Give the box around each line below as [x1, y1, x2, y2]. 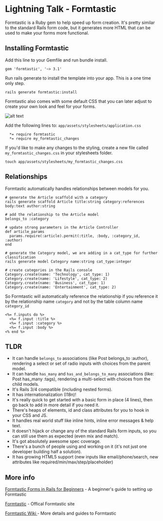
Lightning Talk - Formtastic [5, 3, 117, 15]
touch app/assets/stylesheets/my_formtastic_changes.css [5, 159, 123, 164]
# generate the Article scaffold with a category [5, 195, 108, 200]
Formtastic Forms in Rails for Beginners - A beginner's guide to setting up [5, 486, 152, 492]
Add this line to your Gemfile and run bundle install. [5, 57, 108, 63]
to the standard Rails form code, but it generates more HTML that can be [5, 24, 151, 30]
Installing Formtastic [5, 44, 69, 52]
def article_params [5, 229, 45, 234]
